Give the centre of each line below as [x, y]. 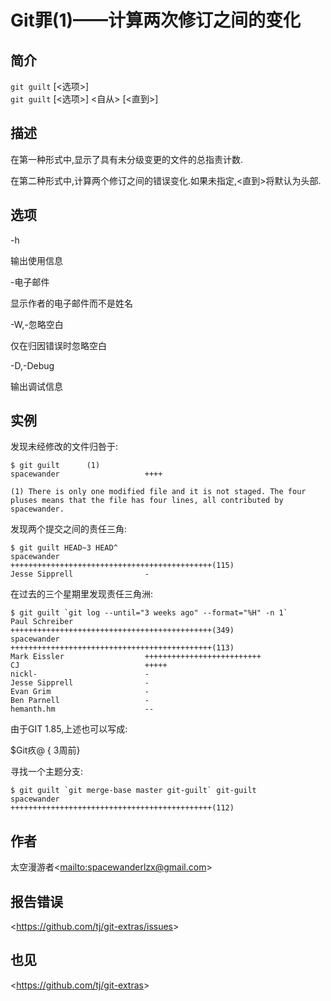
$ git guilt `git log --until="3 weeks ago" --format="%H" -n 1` [149, 613]
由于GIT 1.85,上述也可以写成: [69, 729]
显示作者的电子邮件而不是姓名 [71, 303]
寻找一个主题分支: [47, 772]
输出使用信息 [36, 260]
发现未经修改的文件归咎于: [64, 447]
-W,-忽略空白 [37, 324]
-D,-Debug [32, 365]
